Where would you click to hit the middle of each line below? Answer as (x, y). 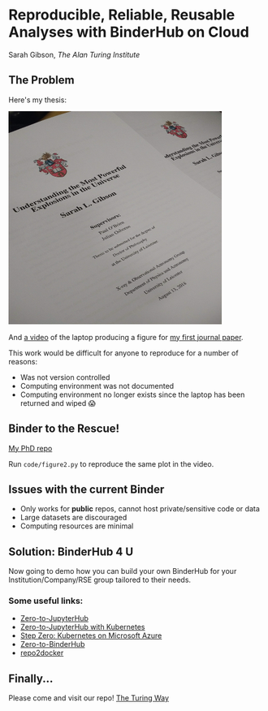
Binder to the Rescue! (64, 429)
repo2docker (42, 653)
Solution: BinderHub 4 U (71, 552)
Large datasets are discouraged (73, 518)
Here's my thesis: (38, 100)
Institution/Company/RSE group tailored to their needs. (100, 580)
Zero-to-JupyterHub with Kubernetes (82, 627)
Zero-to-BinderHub (52, 644)
